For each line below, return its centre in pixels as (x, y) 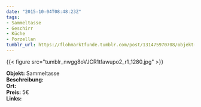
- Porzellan (21, 39)
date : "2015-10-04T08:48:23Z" (44, 12)
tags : (13, 17)
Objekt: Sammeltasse (33, 73)
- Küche (16, 34)
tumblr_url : (21, 45)
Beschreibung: (25, 79)
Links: (14, 98)
